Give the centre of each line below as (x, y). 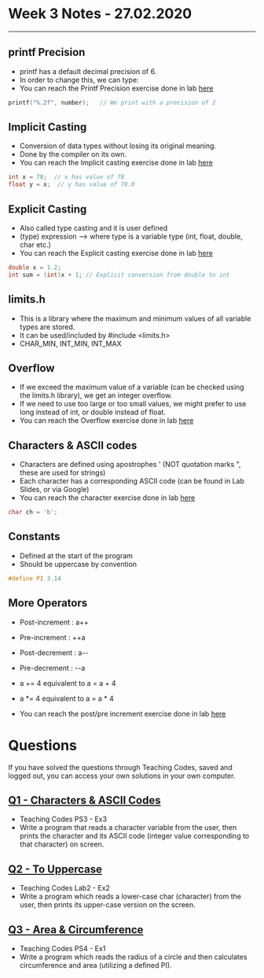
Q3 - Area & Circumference (76, 930)
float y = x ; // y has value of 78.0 (71, 185)
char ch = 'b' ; (33, 513)
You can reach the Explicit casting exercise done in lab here (116, 253)
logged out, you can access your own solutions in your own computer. (122, 776)
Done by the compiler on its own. (73, 154)
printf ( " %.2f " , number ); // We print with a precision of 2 (112, 102)
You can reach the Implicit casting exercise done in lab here (116, 163)
